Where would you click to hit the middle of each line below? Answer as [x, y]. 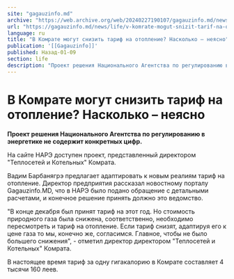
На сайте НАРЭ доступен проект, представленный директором [102, 154]
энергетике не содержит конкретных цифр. [75, 141]
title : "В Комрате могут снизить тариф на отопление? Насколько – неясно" [118, 40]
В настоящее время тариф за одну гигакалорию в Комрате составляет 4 [116, 262]
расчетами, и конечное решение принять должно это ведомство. [105, 198]
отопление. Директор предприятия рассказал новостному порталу [108, 183]
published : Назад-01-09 [42, 53]
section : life [28, 59]
